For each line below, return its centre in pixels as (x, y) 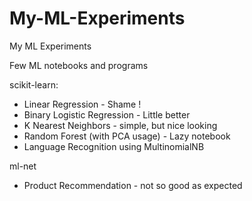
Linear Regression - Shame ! (82, 104)
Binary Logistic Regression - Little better (107, 114)
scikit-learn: (34, 84)
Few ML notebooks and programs (79, 65)
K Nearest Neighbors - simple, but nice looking (120, 125)
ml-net (23, 166)
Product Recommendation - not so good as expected (133, 185)
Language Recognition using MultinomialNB (114, 146)
